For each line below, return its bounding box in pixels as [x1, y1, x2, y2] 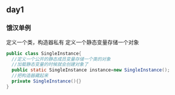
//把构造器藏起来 [11, 73, 49, 79]
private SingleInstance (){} [11, 78, 82, 84]
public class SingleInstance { [6, 50, 82, 56]
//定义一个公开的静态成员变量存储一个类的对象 [11, 56, 111, 62]
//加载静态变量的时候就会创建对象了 [11, 62, 89, 68]
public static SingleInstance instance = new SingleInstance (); [11, 67, 170, 73]
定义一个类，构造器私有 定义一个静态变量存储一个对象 [6, 38, 139, 45]
